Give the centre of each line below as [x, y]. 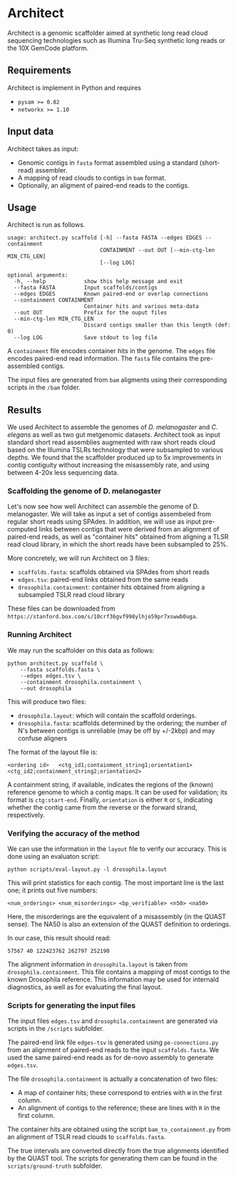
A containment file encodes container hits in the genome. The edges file [112, 351]
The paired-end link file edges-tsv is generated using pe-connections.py [113, 1042]
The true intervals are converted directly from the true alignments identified [118, 1151]
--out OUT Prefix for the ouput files [90, 313]
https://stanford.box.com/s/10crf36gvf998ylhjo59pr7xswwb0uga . [103, 616]
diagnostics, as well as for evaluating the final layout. [85, 987]
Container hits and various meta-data [141, 307]
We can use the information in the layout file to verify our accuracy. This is [117, 849]
